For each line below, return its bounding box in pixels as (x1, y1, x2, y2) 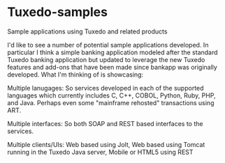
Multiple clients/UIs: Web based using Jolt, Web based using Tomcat (7, 140, 205, 148)
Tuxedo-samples (7, 4, 108, 20)
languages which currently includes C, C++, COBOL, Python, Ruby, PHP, (7, 91, 216, 100)
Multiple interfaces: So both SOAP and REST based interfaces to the (7, 119, 203, 127)
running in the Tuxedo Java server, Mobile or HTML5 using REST (7, 148, 194, 156)
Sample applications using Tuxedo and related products (7, 27, 168, 36)
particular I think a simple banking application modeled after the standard (7, 48, 218, 56)
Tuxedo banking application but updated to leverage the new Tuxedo (7, 55, 205, 63)
